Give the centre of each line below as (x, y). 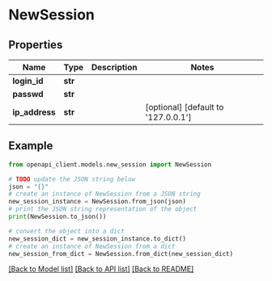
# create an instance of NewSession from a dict (92, 246)
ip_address (34, 112)
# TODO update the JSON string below (72, 179)
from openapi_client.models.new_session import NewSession (110, 164)
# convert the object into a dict (67, 231)
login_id (28, 81)
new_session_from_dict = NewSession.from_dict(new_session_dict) (121, 254)
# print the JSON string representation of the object (103, 209)
